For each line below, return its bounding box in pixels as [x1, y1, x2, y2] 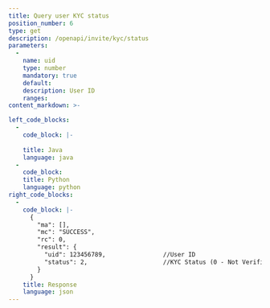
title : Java [22, 146, 63, 154]
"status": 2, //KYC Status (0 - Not [43, 258, 239, 266]
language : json [22, 288, 74, 296]
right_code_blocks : [8, 191, 74, 199]
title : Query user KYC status [8, 11, 110, 20]
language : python [22, 183, 81, 191]
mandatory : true [22, 72, 78, 80]
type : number [22, 64, 67, 72]
